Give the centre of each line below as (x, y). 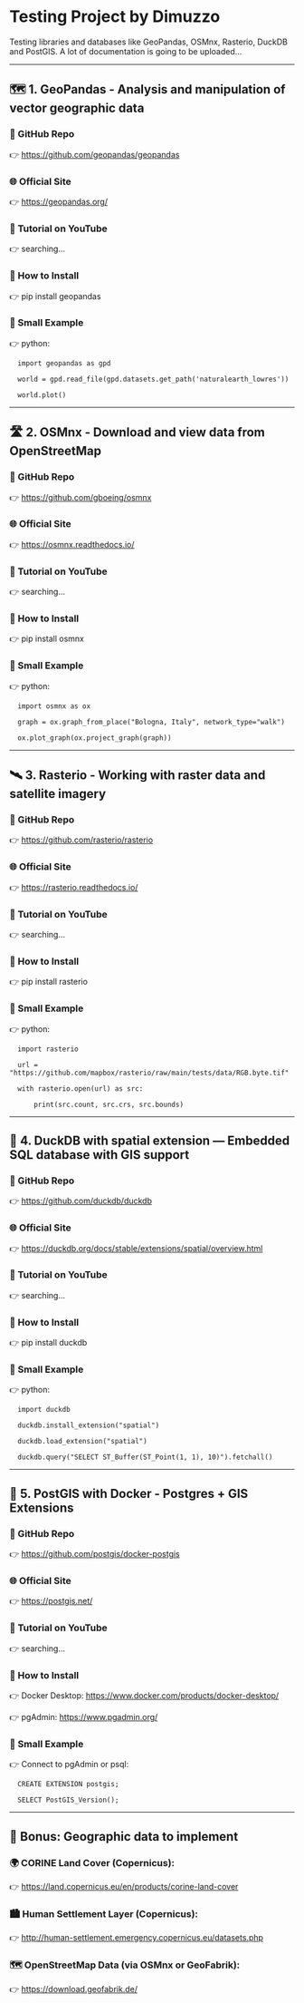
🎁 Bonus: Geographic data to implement (124, 1837)
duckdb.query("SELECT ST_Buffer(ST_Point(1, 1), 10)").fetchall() (145, 1457)
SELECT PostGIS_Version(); (68, 1800)
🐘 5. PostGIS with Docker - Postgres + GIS (129, 1493)
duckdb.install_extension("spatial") (89, 1425)
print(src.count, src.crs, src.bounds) (108, 1104)
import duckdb (44, 1410)
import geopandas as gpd (64, 363)
